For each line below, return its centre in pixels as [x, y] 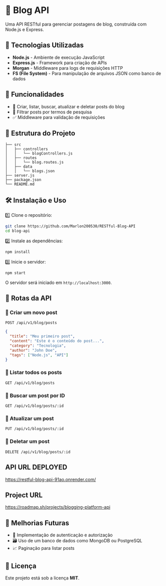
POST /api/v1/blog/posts [31, 323]
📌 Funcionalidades [35, 95]
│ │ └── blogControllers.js [39, 154]
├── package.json [23, 180]
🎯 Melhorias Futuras [37, 523]
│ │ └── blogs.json [30, 171]
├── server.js [20, 176]
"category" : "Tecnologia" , [38, 346]
